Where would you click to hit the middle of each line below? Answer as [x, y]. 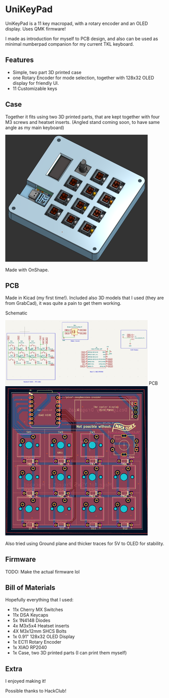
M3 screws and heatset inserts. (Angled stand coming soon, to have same [83, 122]
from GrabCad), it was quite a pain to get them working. [63, 303]
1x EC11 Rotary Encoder [37, 642]
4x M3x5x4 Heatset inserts [41, 626]
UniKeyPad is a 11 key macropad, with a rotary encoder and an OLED [77, 23]
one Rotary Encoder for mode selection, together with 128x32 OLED [83, 78]
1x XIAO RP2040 [30, 647]
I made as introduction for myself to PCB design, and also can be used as [82, 39]
